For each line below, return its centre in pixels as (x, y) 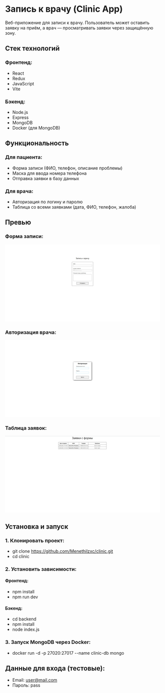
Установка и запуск (37, 526)
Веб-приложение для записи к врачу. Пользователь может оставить (77, 23)
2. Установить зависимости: (41, 569)
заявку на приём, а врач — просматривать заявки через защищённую (79, 27)
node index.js (26, 630)
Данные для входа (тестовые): (55, 668)
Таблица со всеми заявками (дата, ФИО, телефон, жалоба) (74, 207)
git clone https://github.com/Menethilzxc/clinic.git (63, 551)
